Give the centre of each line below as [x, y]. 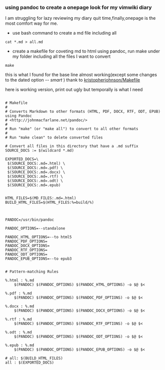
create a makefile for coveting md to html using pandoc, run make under [86, 51]
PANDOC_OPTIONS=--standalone [35, 229]
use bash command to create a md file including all [64, 33]
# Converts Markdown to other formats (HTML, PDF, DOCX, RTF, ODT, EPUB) [83, 112]
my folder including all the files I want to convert [61, 56]
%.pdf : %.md [19, 293]
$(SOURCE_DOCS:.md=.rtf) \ [35, 177]
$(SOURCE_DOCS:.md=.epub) [34, 185]
